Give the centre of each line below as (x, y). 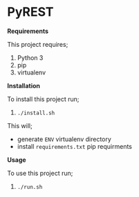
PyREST (30, 12)
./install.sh (36, 113)
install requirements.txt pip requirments (75, 146)
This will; (20, 125)
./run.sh (30, 187)
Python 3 (30, 58)
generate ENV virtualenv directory (64, 139)
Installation (24, 85)
